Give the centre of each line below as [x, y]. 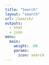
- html [16, 28]
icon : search [31, 55]
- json [16, 32]
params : [21, 50]
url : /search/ [19, 19]
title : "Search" [21, 10]
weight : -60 [26, 46]
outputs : [14, 23]
